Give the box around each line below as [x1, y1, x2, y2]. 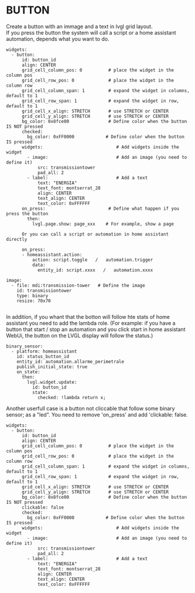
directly [6, 236, 28, 242]
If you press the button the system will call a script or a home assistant [6, 29, 176, 36]
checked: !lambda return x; [37, 394, 107, 400]
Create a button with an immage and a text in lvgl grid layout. [6, 23, 153, 30]
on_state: [16, 369, 41, 375]
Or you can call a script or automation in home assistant [21, 231, 169, 237]
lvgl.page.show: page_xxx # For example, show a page [32, 221, 175, 227]
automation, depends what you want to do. [6, 35, 110, 42]
